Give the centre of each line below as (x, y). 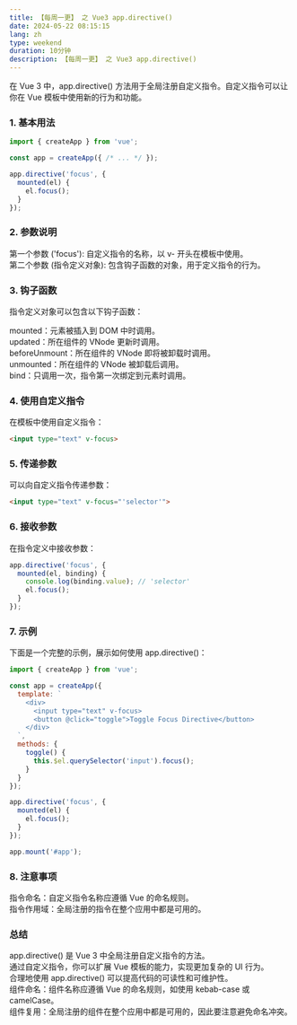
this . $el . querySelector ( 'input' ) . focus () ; (114, 761)
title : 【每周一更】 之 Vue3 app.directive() (91, 18)
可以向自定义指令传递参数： (61, 485)
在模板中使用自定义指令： (57, 422)
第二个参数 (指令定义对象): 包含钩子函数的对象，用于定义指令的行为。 (138, 265)
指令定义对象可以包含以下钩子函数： (76, 311)
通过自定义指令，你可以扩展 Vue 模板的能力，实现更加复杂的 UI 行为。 (139, 967)
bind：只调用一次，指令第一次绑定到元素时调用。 (100, 376)
